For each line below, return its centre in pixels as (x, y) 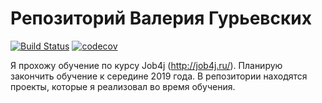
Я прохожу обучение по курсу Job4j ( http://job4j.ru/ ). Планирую (146, 65)
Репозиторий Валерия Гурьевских (161, 18)
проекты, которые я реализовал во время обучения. (123, 86)
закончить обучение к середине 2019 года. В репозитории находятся (159, 76)
